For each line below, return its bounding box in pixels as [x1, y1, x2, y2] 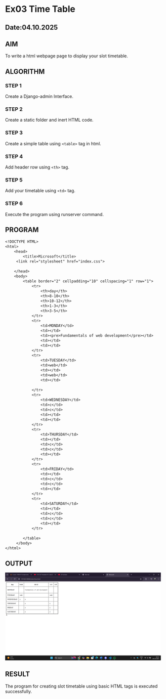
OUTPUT [5, 559, 33, 568]
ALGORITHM [5, 67, 45, 76]
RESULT [5, 670, 30, 678]
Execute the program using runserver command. [5, 211, 104, 217]
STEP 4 [5, 153, 23, 160]
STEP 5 [5, 176, 23, 183]
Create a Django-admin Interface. [5, 93, 74, 99]
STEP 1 [5, 82, 22, 89]
